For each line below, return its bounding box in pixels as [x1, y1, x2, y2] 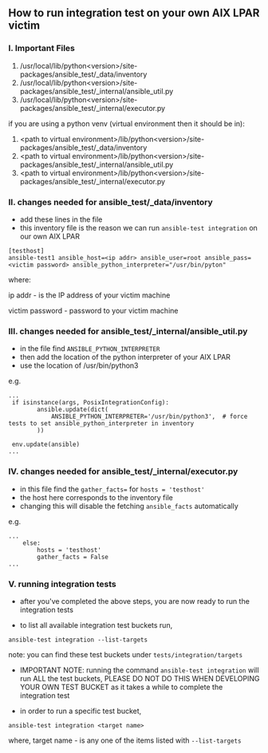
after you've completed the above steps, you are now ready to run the [19, 596, 250, 605]
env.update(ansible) [11, 440, 81, 449]
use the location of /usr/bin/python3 [19, 361, 139, 370]
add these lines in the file [19, 215, 103, 224]
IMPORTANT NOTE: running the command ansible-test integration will [19, 665, 259, 675]
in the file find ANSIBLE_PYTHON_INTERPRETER [19, 344, 160, 353]
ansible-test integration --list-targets [8, 636, 148, 644]
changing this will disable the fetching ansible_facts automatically [19, 501, 239, 511]
